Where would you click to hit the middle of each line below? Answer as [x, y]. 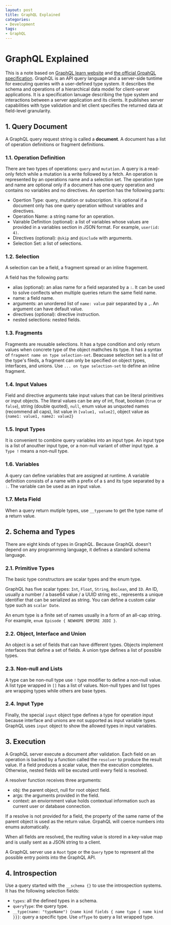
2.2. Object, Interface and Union [46, 633]
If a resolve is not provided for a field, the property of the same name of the [84, 816]
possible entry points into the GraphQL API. [51, 857]
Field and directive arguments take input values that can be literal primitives [84, 395]
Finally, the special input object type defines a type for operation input [79, 715]
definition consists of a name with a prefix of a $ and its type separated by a [85, 481]
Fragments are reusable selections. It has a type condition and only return [83, 344]
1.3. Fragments [24, 333]
